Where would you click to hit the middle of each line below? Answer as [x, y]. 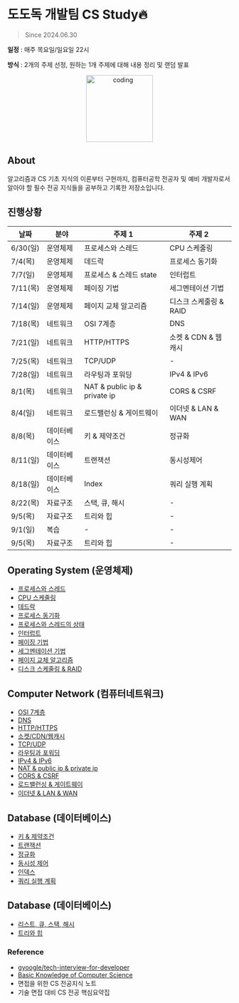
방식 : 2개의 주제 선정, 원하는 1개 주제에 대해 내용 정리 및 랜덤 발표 [99, 64]
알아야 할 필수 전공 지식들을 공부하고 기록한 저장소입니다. [86, 187]
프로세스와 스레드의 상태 [51, 624]
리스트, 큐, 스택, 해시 [46, 924]
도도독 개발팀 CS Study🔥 [78, 15]
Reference [26, 952]
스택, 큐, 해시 [105, 503]
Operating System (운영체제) [70, 570]
